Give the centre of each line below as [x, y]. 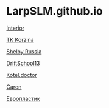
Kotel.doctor [22, 75]
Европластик [23, 98]
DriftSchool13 [23, 63]
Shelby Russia [24, 51]
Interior [16, 28]
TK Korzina [20, 39]
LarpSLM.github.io [55, 11]
